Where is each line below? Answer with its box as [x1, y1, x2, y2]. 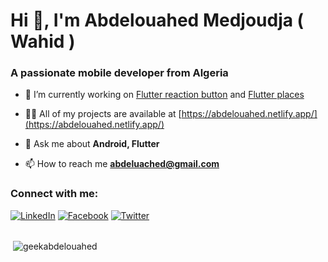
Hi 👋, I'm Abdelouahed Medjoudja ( [10, 9, 305, 32]
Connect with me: [10, 187, 99, 201]
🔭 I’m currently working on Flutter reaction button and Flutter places [24, 89, 305, 101]
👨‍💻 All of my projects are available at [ [24, 108, 182, 120]
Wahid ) [10, 30, 76, 53]
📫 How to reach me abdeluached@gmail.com [24, 158, 220, 170]
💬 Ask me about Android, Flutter [24, 138, 160, 150]
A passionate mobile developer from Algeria [10, 66, 229, 80]
